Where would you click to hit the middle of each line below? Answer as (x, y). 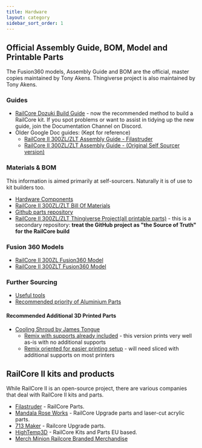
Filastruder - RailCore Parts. (50, 407)
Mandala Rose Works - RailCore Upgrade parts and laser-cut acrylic (100, 413)
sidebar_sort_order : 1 (35, 23)
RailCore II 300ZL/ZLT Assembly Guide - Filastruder (88, 139)
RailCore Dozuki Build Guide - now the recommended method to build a (104, 113)
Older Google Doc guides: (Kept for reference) (73, 133)
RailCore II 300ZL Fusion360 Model (59, 260)
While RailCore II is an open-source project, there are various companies (97, 389)
